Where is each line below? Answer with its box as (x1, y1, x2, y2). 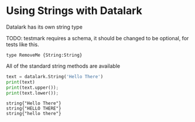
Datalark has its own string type (6, 23, 83, 30)
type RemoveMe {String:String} (6, 52, 83, 58)
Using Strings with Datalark (6, 4, 142, 18)
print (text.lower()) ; (6, 90, 59, 96)
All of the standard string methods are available (6, 62, 121, 69)
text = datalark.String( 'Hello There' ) (6, 74, 104, 79)
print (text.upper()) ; (6, 85, 59, 90)
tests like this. (6, 41, 39, 48)
